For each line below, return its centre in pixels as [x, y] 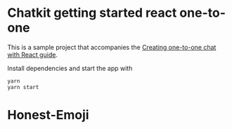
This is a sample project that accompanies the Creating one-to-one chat [112, 47]
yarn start [23, 87]
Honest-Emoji [48, 115]
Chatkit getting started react [92, 13]
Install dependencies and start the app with [70, 68]
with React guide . [33, 55]
